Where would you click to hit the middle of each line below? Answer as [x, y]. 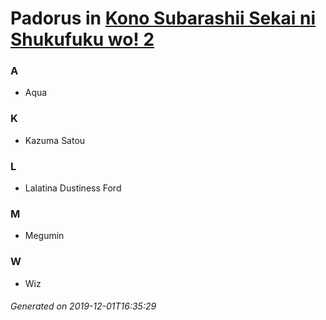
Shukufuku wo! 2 [82, 39]
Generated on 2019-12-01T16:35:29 [83, 306]
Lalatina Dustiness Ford [73, 188]
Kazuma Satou [55, 140]
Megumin [44, 236]
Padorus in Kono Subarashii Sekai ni [163, 18]
